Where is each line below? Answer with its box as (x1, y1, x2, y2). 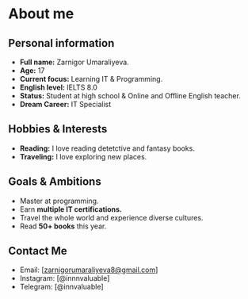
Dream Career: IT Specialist (19, 100, 112, 109)
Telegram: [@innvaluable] (19, 282, 105, 292)
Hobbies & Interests (8, 122, 108, 136)
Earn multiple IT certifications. (19, 204, 123, 214)
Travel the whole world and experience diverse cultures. (19, 213, 204, 222)
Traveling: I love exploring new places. (19, 151, 147, 161)
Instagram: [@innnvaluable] (19, 274, 110, 283)
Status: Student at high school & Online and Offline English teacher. (19, 91, 242, 100)
